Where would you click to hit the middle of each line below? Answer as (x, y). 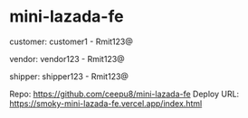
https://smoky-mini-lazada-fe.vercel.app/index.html (106, 103)
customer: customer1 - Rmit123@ (72, 41)
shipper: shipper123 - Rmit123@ (69, 76)
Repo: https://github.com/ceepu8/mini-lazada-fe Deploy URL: (124, 94)
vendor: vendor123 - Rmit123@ (67, 59)
